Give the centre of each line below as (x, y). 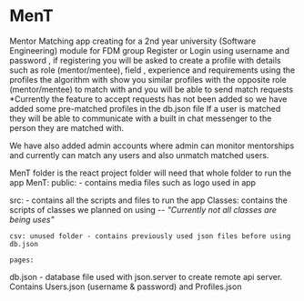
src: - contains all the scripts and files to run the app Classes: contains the (149, 200)
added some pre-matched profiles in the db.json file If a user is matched (145, 108)
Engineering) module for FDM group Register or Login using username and (149, 50)
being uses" (32, 219)
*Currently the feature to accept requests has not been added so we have (148, 99)
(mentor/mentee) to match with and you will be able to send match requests (152, 89)
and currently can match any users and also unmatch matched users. (139, 155)
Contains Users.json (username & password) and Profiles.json (126, 286)
